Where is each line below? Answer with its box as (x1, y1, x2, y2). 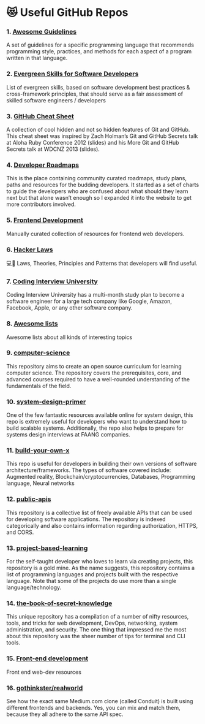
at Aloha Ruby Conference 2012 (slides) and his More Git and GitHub (6, 139, 179, 147)
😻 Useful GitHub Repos (6, 6, 129, 20)
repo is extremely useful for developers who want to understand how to (6, 418, 187, 425)
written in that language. (6, 55, 68, 62)
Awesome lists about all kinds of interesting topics (6, 333, 133, 341)
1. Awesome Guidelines (6, 28, 77, 36)
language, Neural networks (6, 479, 75, 487)
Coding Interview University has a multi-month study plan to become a (6, 291, 185, 299)
